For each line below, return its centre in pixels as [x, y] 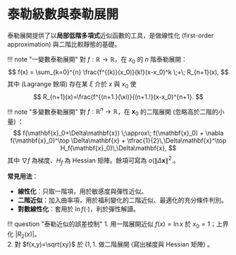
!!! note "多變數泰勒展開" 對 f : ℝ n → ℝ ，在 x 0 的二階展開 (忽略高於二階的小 [116, 112]
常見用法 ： [23, 177]
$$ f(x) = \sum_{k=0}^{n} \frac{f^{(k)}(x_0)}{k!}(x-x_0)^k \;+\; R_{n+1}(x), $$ [118, 72]
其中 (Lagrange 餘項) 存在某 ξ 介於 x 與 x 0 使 [72, 84]
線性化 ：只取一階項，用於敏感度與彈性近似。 [82, 191]
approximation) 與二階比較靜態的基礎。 [64, 44]
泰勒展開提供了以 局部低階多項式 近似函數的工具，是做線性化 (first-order [111, 35]
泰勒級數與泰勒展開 [63, 14]
